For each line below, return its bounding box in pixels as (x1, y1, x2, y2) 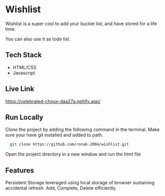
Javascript (12, 70, 35, 76)
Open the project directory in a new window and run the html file (5, 151, 142, 157)
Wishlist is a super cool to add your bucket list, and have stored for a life (5, 20, 157, 27)
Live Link (5, 84, 35, 93)
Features (5, 166, 34, 175)
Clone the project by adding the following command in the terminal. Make (5, 126, 160, 133)
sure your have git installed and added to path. (5, 132, 103, 138)
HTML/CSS (12, 64, 37, 70)
